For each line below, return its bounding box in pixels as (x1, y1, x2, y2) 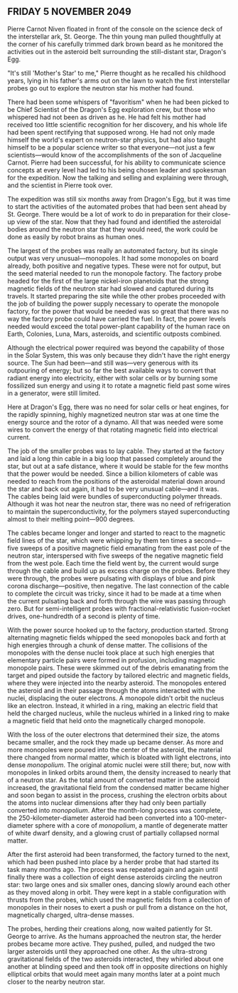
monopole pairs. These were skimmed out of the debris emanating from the (7, 663, 229, 672)
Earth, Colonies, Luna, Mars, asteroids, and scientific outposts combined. (7, 329, 222, 338)
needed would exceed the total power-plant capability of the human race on (7, 322, 230, 331)
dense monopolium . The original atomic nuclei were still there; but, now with (7, 760, 231, 769)
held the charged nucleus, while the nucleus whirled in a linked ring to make (7, 709, 229, 717)
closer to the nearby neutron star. (7, 977, 105, 986)
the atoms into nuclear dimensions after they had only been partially (7, 798, 207, 807)
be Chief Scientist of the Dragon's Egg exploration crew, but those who (7, 105, 215, 113)
